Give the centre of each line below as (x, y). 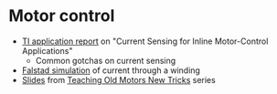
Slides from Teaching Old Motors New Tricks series (118, 79)
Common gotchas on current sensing (106, 60)
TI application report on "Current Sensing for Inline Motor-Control (145, 41)
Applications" (47, 50)
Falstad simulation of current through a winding (111, 70)
